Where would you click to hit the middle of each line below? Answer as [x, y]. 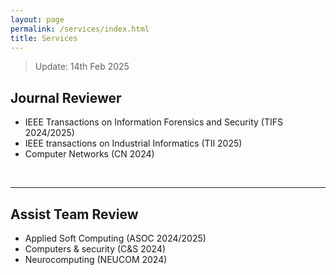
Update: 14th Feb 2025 [82, 67]
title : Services [44, 38]
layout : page [37, 19]
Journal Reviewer [66, 97]
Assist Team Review [74, 214]
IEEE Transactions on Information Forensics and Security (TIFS [153, 122]
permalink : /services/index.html [80, 29]
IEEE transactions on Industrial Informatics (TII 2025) [133, 143]
